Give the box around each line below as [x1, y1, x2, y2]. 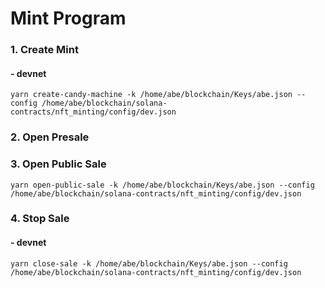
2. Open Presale [10, 130, 90, 144]
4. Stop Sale [10, 212, 70, 226]
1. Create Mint [10, 43, 79, 57]
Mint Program [10, 7, 127, 30]
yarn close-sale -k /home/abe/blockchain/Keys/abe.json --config [10, 258, 288, 269]
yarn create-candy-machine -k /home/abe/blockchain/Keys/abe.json [10, 90, 293, 100]
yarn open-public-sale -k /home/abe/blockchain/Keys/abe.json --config [10, 180, 315, 190]
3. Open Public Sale [10, 157, 107, 171]
